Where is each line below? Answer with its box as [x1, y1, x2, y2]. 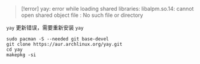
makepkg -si [6, 52, 36, 58]
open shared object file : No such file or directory [20, 11, 143, 19]
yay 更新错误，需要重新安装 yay [6, 24, 84, 31]
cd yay [6, 46, 23, 53]
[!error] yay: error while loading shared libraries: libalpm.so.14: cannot [20, 5, 194, 12]
